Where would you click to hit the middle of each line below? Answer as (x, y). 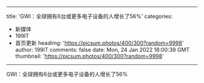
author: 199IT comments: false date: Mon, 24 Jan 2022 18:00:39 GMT (102, 50)
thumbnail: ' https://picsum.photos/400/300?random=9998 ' (89, 56)
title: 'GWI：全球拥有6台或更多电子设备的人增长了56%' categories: (90, 16)
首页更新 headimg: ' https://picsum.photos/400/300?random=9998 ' (99, 43)
